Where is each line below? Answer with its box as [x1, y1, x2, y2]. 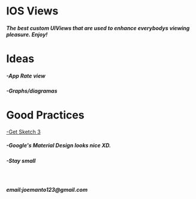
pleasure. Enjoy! [6, 31, 48, 38]
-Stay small [6, 157, 36, 164]
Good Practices [6, 108, 85, 122]
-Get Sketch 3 [6, 128, 41, 135]
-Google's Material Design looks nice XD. [6, 142, 111, 149]
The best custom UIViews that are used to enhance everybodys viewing [6, 24, 190, 31]
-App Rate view [6, 72, 46, 79]
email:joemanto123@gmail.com [6, 186, 88, 193]
